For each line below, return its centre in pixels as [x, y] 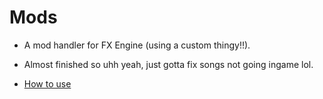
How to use [47, 83]
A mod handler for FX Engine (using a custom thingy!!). [137, 45]
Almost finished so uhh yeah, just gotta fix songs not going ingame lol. [168, 64]
